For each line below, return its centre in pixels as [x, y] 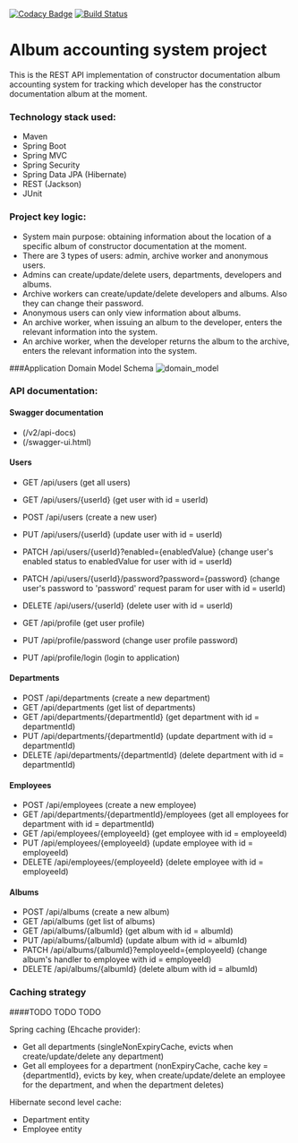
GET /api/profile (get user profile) [83, 623]
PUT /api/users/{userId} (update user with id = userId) [122, 534]
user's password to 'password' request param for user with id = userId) [154, 588]
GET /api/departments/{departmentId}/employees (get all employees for [155, 814]
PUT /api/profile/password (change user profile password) [130, 640]
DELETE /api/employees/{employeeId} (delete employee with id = [143, 862]
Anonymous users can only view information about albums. [132, 313]
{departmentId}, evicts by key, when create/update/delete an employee [154, 1075]
